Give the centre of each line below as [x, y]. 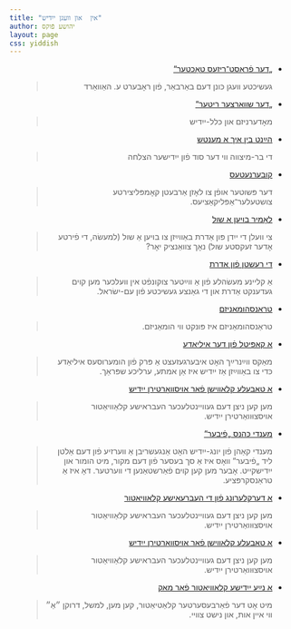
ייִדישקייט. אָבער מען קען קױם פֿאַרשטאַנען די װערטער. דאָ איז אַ [167, 471]
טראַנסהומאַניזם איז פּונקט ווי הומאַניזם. [207, 327]
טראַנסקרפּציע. [247, 480]
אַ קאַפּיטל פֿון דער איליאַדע [228, 344]
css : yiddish [34, 43]
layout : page [34, 34]
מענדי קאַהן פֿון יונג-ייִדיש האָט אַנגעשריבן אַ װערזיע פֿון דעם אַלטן [165, 451]
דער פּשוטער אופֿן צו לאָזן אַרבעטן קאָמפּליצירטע [193, 192]
